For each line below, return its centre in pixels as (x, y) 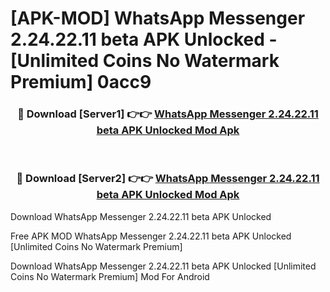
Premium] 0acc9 (81, 82)
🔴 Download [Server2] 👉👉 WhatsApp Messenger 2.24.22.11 (168, 179)
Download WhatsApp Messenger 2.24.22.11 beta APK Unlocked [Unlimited (163, 266)
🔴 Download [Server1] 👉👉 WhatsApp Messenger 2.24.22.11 (168, 114)
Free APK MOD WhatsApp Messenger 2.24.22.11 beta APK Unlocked (151, 236)
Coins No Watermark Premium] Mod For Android (110, 276)
